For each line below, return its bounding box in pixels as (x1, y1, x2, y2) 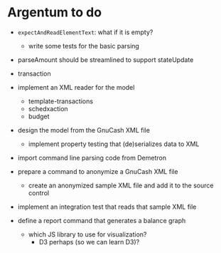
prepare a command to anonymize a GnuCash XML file (17, 167, 178, 175)
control (28, 188, 50, 197)
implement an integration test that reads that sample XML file (17, 202, 197, 211)
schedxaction (28, 104, 69, 113)
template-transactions (28, 97, 94, 105)
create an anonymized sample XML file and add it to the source (28, 181, 214, 190)
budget (28, 112, 50, 120)
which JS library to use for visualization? (28, 229, 147, 239)
